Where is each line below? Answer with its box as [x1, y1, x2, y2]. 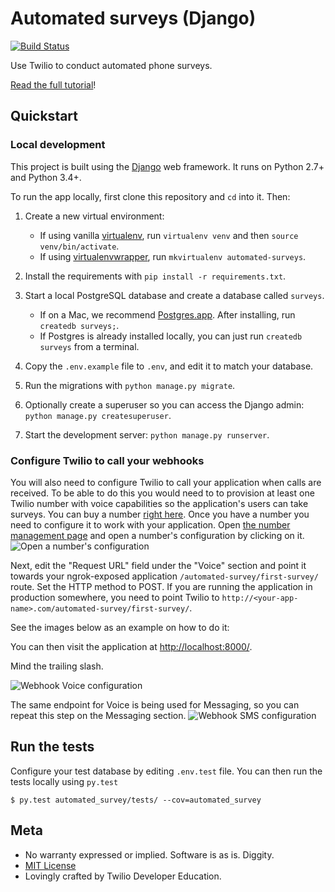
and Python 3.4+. [10, 171, 82, 183]
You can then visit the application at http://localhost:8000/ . [10, 640, 253, 652]
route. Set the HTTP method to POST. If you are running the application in [10, 580, 313, 592]
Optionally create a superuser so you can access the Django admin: [24, 398, 305, 411]
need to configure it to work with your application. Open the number [10, 518, 291, 531]
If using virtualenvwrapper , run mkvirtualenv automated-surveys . [39, 250, 307, 262]
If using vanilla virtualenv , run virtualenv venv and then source [39, 229, 299, 241]
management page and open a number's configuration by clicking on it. [10, 529, 305, 541]
